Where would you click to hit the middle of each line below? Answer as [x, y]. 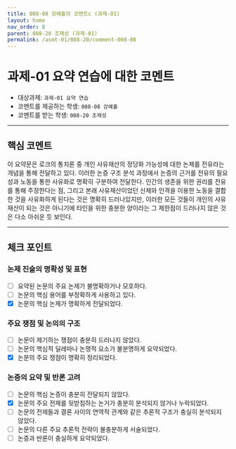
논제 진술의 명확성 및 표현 [47, 269]
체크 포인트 [30, 247]
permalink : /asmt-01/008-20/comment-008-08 [72, 40]
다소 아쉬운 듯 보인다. [44, 216]
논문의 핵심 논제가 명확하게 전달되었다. [70, 303]
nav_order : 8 [26, 27]
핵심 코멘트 [30, 146]
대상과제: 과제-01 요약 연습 [53, 98]
